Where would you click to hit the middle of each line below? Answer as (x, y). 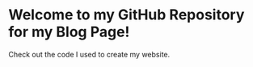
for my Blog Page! (69, 32)
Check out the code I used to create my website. (89, 54)
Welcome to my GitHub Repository (126, 15)
